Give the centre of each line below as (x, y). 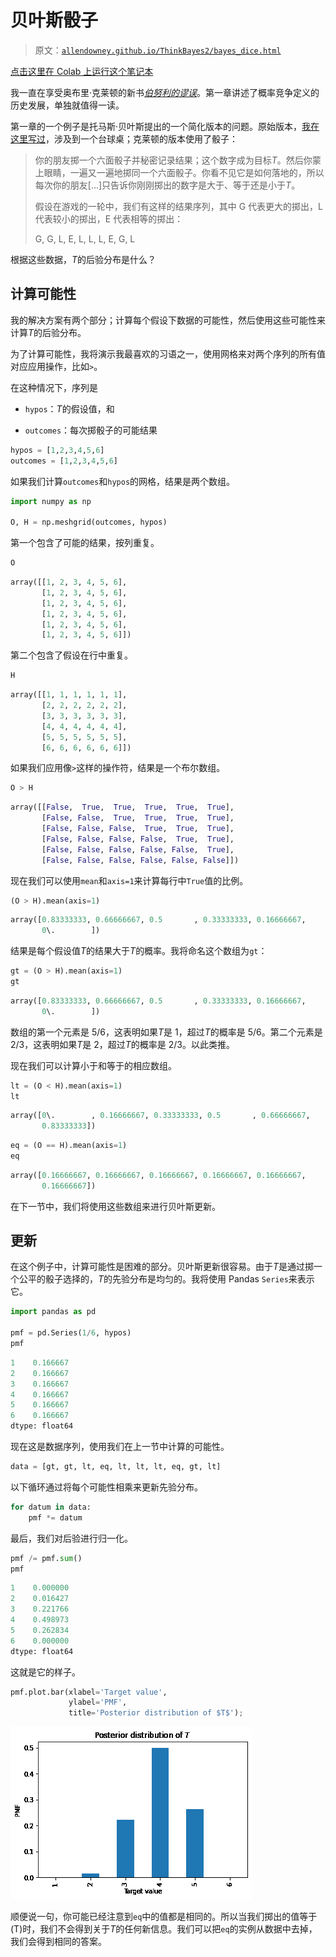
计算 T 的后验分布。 (48, 332)
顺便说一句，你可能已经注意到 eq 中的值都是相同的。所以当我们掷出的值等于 (164, 1917)
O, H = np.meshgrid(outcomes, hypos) (89, 522)
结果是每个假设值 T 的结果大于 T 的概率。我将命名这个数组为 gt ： (139, 951)
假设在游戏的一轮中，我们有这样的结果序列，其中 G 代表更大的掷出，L (179, 206)
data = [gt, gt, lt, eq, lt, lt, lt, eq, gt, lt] (116, 1467)
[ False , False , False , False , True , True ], (138, 839)
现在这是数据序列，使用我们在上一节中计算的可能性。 (120, 1447)
